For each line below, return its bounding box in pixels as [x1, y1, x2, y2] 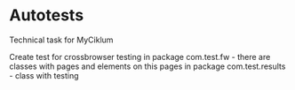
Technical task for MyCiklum [9, 34, 114, 45]
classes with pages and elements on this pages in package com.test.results [9, 61, 286, 71]
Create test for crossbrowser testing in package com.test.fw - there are [9, 51, 271, 62]
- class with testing [9, 70, 79, 80]
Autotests [9, 5, 84, 26]
